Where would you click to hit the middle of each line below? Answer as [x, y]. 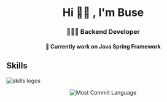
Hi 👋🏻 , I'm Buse [103, 13]
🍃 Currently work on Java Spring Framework [103, 46]
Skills [17, 66]
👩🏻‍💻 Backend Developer [103, 32]
